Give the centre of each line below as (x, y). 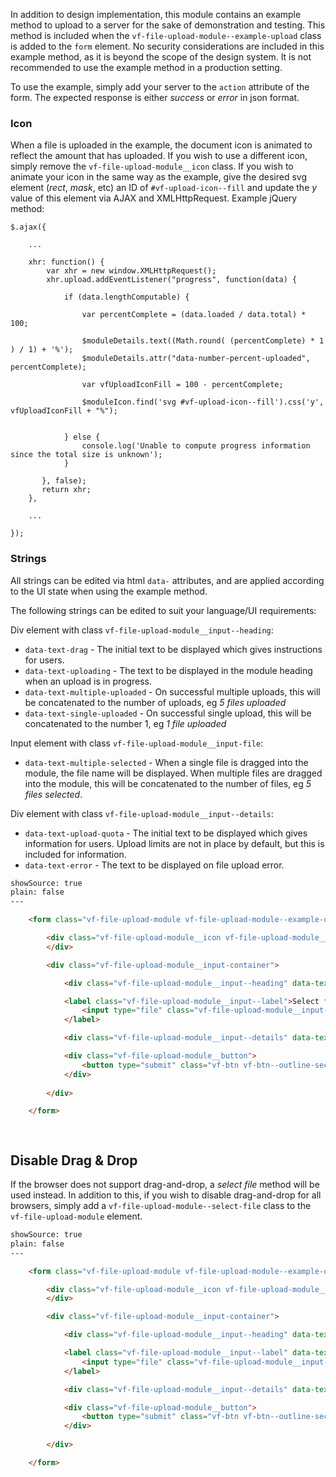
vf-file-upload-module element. (76, 1216)
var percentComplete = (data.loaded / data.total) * (194, 315)
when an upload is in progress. (88, 681)
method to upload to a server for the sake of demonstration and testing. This (168, 25)
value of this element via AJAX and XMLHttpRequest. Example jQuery (154, 198)
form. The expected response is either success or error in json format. (155, 97)
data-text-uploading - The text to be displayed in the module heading (168, 670)
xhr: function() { (66, 262)
